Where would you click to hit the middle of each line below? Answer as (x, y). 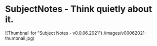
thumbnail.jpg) (20, 38)
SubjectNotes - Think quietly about (78, 9)
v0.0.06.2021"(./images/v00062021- (109, 33)
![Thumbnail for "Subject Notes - (38, 33)
